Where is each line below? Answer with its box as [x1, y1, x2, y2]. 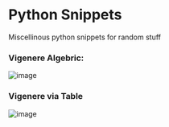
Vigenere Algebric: [8, 52, 84, 63]
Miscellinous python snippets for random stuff [8, 32, 162, 42]
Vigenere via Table [8, 91, 83, 102]
